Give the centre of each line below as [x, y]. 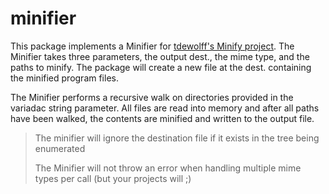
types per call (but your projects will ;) [113, 178]
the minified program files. [64, 78]
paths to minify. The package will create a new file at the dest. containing [161, 67]
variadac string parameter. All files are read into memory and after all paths [165, 108]
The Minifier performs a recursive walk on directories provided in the [152, 97]
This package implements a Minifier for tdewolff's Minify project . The [152, 46]
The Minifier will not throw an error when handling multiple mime [168, 168]
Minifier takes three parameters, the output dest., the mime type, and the [160, 56]
